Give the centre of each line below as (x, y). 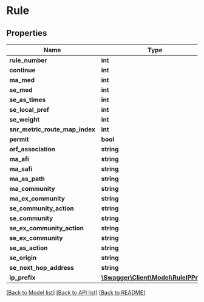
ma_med (22, 80)
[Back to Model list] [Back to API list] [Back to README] (76, 293)
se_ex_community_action (46, 228)
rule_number (28, 60)
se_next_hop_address (42, 268)
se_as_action (29, 248)
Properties (27, 33)
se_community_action (42, 208)
